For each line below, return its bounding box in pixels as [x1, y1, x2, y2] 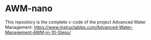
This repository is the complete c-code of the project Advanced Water [5, 19, 146, 25]
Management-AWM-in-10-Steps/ [5, 29, 71, 35]
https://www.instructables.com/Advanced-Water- [34, 24, 133, 30]
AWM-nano [5, 3, 53, 14]
